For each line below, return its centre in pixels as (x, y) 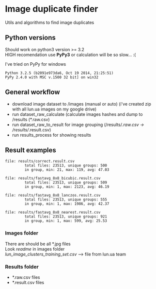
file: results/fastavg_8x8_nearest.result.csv (53, 213)
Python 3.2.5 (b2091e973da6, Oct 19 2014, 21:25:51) (59, 73)
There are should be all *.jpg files (38, 244)
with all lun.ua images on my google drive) (54, 109)
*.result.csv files (28, 282)
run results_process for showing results (51, 135)
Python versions (30, 38)
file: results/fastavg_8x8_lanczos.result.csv (53, 196)
